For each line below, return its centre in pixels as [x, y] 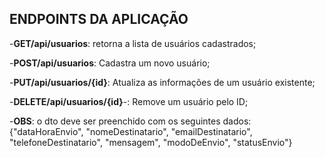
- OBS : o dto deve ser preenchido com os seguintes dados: [130, 121]
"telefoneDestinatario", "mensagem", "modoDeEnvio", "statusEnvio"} [151, 142]
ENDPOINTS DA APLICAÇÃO [99, 19]
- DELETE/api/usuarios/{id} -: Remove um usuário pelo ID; [129, 101]
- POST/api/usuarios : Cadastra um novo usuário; [110, 63]
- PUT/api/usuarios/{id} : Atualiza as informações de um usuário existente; [162, 82]
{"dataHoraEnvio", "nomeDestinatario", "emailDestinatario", [131, 131]
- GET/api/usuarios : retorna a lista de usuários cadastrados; [133, 43]
